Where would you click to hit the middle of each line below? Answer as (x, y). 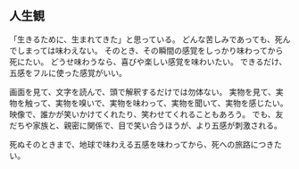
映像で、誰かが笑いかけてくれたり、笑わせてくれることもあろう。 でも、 (142, 114)
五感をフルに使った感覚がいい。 (68, 72)
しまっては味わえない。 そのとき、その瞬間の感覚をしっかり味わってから (150, 50)
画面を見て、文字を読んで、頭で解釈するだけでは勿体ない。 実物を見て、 (143, 91)
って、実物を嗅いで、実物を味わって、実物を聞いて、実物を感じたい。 (160, 103)
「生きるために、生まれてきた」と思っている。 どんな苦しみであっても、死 (146, 39)
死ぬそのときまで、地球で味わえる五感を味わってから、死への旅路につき (142, 144)
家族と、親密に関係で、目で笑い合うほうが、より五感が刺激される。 (158, 125)
